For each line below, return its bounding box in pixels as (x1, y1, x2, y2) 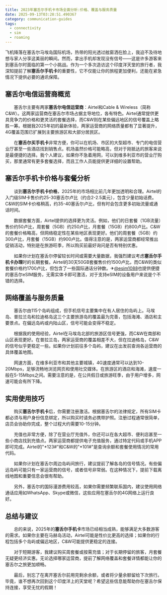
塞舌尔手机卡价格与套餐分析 (5, 174, 90, 183)
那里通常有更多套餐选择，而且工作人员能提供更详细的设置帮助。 (13, 158, 145, 164)
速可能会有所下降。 (5, 378, 45, 384)
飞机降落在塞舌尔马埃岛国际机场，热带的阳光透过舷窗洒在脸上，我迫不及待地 (5, 49, 162, 55)
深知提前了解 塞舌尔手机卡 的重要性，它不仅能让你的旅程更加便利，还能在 (5, 68, 153, 74)
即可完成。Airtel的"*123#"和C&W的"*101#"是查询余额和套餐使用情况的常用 (5, 444, 159, 450)
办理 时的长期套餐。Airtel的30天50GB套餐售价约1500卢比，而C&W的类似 (13, 259, 162, 265)
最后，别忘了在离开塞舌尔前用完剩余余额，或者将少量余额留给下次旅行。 (13, 572, 162, 578)
